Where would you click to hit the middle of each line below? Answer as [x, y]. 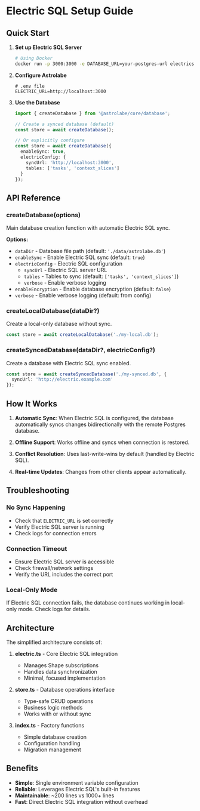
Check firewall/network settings [54, 568]
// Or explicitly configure [50, 141]
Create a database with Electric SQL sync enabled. [69, 363]
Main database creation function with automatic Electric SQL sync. [88, 228]
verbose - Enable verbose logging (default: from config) [83, 295]
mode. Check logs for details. [54, 609]
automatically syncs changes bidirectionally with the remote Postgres [100, 424]
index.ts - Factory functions [50, 726]
